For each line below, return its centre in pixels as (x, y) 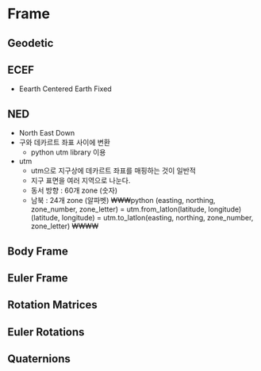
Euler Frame (38, 278)
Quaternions (39, 359)
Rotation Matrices (53, 305)
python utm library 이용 (68, 152)
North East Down (47, 133)
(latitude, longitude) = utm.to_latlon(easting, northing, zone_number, (142, 218)
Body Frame (38, 251)
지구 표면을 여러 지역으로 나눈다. (81, 181)
